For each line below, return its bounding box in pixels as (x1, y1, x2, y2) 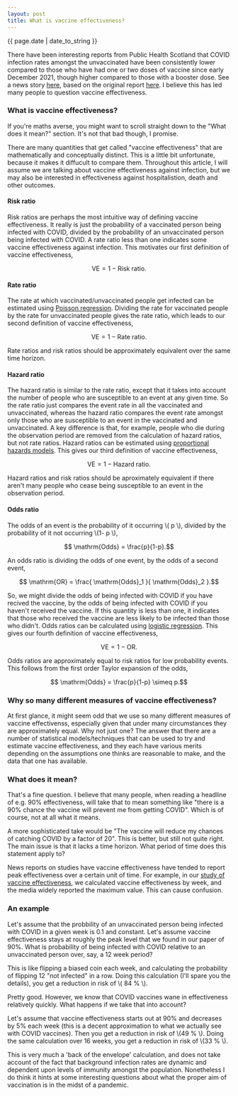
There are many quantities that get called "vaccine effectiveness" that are (7, 143, 223, 151)
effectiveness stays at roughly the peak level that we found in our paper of (7, 935, 225, 943)
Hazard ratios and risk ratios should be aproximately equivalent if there (7, 473, 215, 483)
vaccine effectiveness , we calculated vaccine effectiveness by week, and (7, 878, 222, 887)
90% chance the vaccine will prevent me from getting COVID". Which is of (7, 806, 225, 814)
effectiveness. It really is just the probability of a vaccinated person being (7, 221, 222, 229)
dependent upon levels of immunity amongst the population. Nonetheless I (7, 1065, 225, 1074)
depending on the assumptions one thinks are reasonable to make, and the (7, 749, 226, 757)
